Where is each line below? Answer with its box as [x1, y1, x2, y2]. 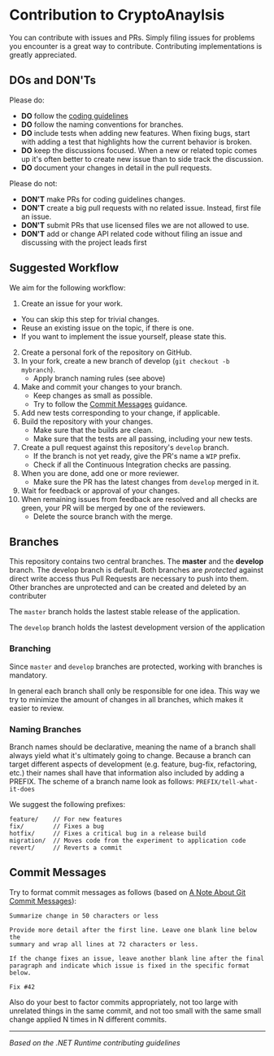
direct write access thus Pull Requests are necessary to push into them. [9, 574, 250, 583]
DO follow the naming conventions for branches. [20, 120, 184, 129]
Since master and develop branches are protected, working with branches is [9, 661, 263, 671]
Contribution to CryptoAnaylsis [9, 6, 225, 24]
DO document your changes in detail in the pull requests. [20, 163, 212, 172]
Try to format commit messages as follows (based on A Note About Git [9, 887, 246, 897]
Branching [9, 643, 51, 654]
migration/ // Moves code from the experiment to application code [9, 836, 246, 844]
